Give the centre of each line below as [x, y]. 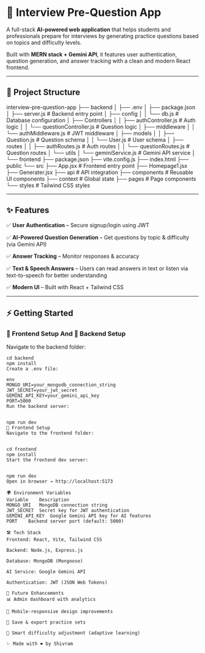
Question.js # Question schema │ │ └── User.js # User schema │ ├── [95, 140]
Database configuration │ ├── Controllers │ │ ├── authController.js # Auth [101, 120]
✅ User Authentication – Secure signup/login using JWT [78, 225]
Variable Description [38, 500]
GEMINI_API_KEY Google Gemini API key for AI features [79, 516]
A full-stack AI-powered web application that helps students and [88, 29]
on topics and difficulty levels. [44, 42]
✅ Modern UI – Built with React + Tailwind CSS [65, 287]
